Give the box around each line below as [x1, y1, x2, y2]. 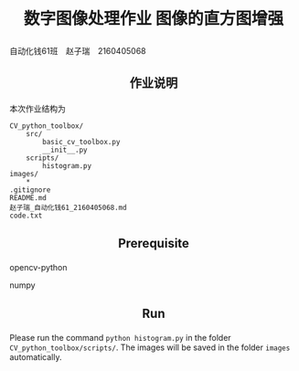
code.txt [9, 211, 43, 220]
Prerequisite [117, 235, 190, 251]
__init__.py [42, 145, 89, 154]
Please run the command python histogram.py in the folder [9, 333, 231, 344]
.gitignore [9, 185, 51, 195]
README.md [9, 193, 48, 202]
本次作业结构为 [9, 102, 66, 114]
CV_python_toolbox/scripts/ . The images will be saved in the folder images [9, 342, 291, 353]
